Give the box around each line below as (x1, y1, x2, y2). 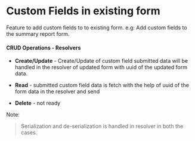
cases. (20, 129, 38, 136)
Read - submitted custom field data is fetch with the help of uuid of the (14, 82, 190, 89)
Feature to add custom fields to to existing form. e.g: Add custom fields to (6, 24, 187, 31)
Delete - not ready (14, 100, 61, 107)
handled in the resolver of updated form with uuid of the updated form (14, 64, 188, 71)
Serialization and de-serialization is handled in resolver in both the (20, 122, 184, 130)
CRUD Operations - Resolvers (6, 44, 81, 51)
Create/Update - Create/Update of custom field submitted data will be (14, 57, 188, 65)
